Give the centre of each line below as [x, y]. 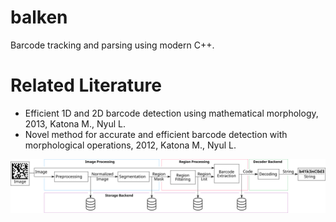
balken [39, 17]
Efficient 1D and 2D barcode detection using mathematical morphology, [171, 113]
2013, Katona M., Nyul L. [75, 123]
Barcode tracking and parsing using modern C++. [112, 45]
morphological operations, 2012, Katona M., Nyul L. [130, 145]
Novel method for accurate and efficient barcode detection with [156, 134]
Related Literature [86, 85]
